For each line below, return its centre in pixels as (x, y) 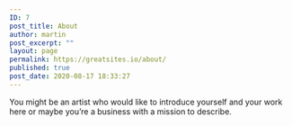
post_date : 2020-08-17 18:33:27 (70, 76)
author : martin (38, 34)
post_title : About (44, 26)
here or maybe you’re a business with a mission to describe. (120, 111)
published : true (40, 68)
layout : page (34, 51)
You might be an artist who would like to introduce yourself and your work (146, 102)
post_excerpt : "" (42, 43)
